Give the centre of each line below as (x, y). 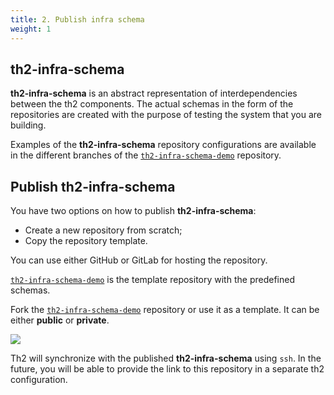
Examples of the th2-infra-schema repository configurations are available (163, 145)
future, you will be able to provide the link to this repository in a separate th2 (167, 369)
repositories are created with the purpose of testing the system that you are (166, 115)
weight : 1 (31, 29)
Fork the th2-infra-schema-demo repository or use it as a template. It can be (165, 310)
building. (28, 125)
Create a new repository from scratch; (103, 230)
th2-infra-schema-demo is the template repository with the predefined (152, 280)
